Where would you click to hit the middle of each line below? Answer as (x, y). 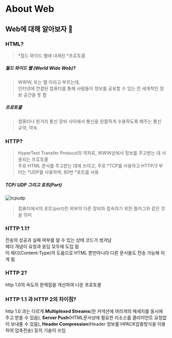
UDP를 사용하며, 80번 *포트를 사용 (64, 172)
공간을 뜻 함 (35, 94)
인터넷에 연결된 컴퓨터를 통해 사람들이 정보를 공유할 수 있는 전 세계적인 (88, 88)
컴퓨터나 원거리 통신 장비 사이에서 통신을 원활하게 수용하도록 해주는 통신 (90, 121)
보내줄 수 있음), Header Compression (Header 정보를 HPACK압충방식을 (83, 324)
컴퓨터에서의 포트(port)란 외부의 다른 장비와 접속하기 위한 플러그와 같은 (89, 209)
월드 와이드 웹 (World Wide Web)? (40, 68)
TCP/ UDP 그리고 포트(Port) (34, 185)
